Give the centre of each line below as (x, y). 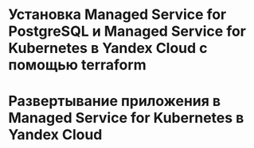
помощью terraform (77, 65)
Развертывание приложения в (115, 101)
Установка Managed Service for (117, 15)
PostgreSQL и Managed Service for (127, 31)
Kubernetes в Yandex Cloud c (108, 48)
